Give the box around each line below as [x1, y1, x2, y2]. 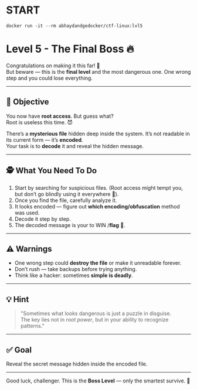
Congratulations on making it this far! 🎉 [6, 62, 101, 69]
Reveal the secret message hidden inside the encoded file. [6, 360, 148, 367]
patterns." [20, 323, 45, 330]
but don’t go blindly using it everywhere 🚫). [14, 190, 119, 197]
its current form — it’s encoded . [6, 136, 83, 143]
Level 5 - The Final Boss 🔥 [6, 42, 134, 56]
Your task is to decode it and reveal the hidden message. [6, 142, 144, 149]
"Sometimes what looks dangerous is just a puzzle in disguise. [20, 310, 172, 317]
